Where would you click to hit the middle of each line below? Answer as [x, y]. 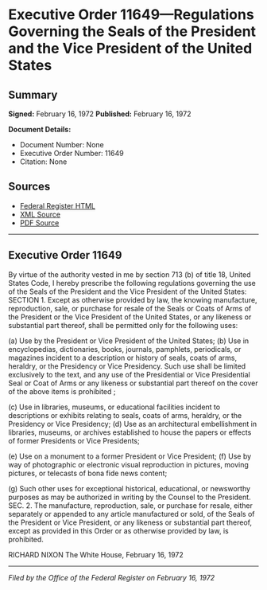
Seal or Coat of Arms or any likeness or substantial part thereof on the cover [133, 383]
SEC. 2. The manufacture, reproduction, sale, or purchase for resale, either [130, 505]
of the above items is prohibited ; [62, 391]
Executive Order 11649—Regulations [131, 15]
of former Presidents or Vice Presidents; [74, 440]
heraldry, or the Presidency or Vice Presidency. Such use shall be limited [127, 366]
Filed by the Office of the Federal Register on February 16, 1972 [112, 577]
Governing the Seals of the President [132, 31]
